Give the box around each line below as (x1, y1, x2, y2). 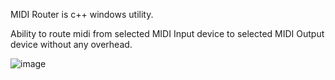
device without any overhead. (10, 39, 133, 50)
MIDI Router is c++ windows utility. (10, 9, 154, 20)
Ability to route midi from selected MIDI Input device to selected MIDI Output (10, 28, 325, 39)
